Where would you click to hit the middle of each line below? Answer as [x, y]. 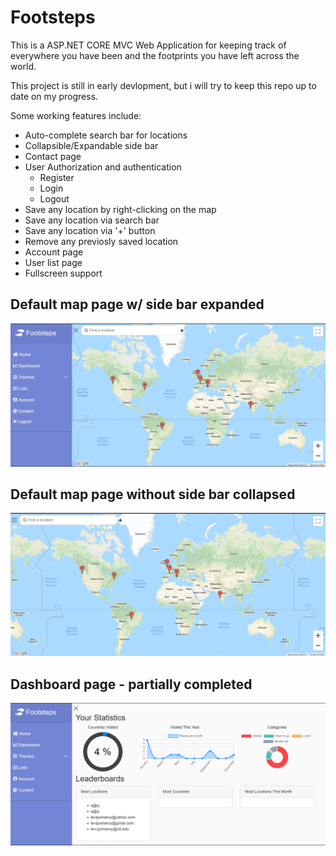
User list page [53, 262]
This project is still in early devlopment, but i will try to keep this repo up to [163, 85]
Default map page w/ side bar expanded [137, 304]
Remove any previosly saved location [101, 241]
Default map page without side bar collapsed [153, 494]
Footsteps [53, 17]
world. [23, 66]
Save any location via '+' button [90, 230]
